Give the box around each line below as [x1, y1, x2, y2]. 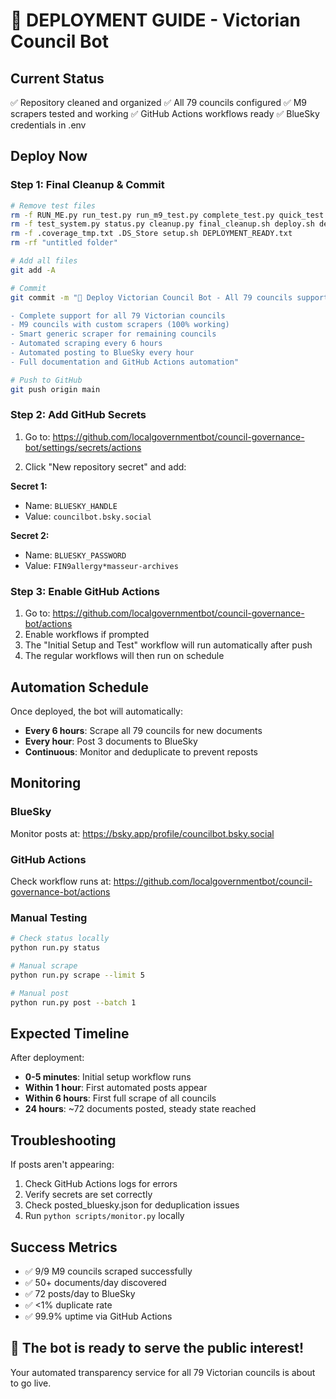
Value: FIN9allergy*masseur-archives [24, 559, 179, 571]
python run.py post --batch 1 [10, 997, 137, 1008]
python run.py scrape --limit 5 [10, 970, 145, 980]
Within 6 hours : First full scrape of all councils [24, 1092, 217, 1104]
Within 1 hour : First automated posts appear [24, 1082, 208, 1094]
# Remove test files [10, 200, 97, 211]
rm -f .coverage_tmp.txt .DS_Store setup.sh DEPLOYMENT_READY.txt [10, 229, 293, 239]
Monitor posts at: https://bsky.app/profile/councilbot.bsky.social [10, 827, 275, 839]
